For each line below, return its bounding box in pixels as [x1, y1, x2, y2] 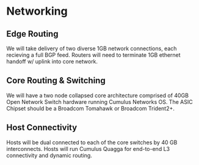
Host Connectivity [6, 122, 78, 133]
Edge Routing [6, 29, 59, 39]
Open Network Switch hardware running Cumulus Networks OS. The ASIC [6, 98, 194, 105]
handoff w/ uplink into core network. [6, 58, 98, 65]
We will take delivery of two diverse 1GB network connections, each [6, 45, 177, 52]
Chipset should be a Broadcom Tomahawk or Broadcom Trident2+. [6, 105, 175, 112]
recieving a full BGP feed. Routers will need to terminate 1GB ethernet [6, 51, 181, 59]
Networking [6, 4, 68, 18]
